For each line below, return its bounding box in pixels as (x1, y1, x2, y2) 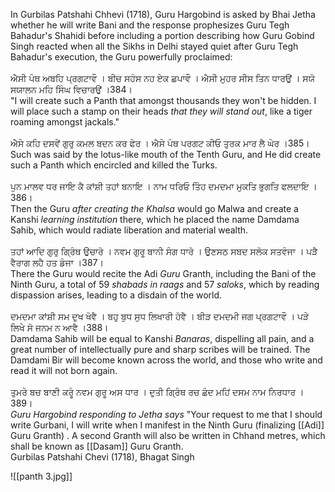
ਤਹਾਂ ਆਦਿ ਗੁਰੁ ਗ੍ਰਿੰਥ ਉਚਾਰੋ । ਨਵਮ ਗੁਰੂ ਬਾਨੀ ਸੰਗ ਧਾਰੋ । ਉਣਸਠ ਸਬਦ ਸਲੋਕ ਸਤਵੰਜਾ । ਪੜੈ (10, 245, 318, 257)
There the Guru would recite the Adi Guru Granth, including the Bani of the (10, 268, 317, 279)
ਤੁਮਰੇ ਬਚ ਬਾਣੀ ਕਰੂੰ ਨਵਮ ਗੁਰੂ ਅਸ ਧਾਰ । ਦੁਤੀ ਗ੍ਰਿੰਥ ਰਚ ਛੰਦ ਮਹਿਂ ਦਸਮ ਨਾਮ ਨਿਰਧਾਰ (10, 386, 297, 398)
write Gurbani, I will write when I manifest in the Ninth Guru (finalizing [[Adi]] (10, 419, 325, 431)
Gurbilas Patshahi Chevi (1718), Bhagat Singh (10, 451, 195, 463)
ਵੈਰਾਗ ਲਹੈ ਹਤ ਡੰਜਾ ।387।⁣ (10, 257, 104, 268)
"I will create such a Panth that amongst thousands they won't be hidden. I (10, 95, 317, 106)
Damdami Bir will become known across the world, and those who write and (10, 354, 323, 366)
